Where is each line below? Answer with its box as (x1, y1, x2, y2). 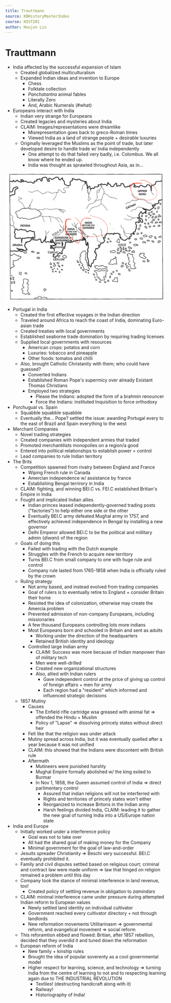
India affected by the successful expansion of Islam (12, 64, 121, 70)
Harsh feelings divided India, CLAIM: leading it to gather (43, 807, 161, 813)
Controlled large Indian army (28, 644, 88, 650)
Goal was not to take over (28, 834, 82, 840)
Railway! (35, 986, 54, 993)
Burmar (35, 774, 52, 780)
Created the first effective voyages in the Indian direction (20, 312, 140, 318)
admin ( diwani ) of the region (28, 535, 88, 541)
